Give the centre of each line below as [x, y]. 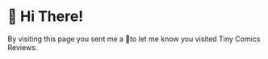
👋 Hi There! [46, 17]
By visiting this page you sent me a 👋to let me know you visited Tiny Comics [134, 39]
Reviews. [23, 47]
